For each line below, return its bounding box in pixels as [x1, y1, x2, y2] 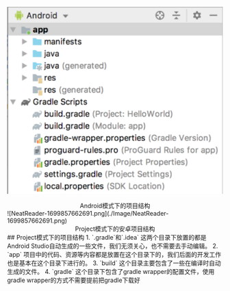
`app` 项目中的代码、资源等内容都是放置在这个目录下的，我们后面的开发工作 [7, 250, 221, 258]
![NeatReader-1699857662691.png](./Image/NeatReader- [7, 209, 169, 217]
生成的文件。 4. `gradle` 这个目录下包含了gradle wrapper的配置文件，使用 [7, 267, 215, 275]
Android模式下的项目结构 [79, 201, 151, 210]
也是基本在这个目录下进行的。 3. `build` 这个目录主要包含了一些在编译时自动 [7, 259, 221, 267]
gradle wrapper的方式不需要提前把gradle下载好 [7, 276, 140, 284]
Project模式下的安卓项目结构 [75, 225, 155, 233]
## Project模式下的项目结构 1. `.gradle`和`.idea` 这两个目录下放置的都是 [7, 233, 207, 241]
